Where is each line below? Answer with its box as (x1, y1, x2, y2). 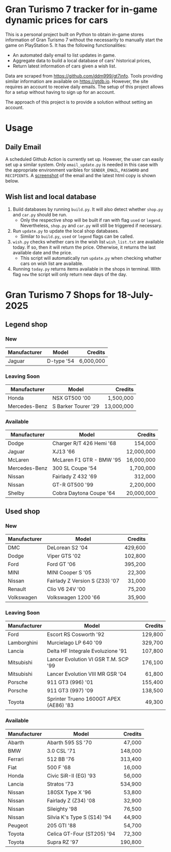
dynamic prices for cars (5, 14, 108, 26)
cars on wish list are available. (20, 260, 84, 266)
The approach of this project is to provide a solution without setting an (5, 99, 153, 105)
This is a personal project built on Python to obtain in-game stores (5, 31, 144, 37)
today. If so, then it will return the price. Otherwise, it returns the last (12, 244, 156, 250)
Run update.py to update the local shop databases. (12, 228, 120, 234)
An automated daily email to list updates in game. (12, 52, 116, 58)
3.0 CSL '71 (46, 747, 76, 754)
